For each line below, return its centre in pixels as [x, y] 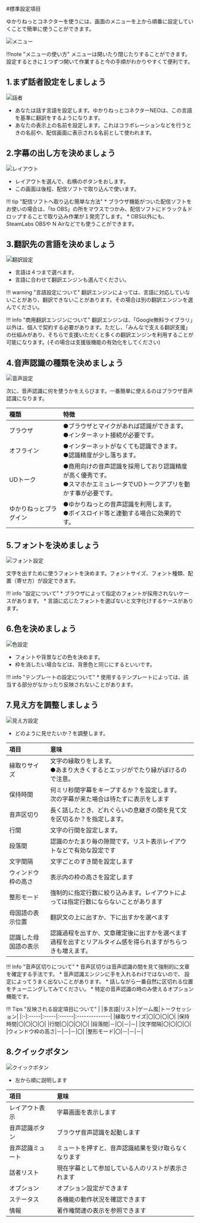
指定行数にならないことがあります [115, 901]
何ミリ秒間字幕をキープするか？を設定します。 [115, 790]
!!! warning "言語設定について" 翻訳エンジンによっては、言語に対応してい [96, 292]
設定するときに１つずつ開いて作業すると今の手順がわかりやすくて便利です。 [100, 62]
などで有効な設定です [86, 850]
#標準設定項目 [24, 9]
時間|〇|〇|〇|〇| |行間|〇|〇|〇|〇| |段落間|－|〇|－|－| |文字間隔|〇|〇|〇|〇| [99, 1024]
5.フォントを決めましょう [53, 545]
